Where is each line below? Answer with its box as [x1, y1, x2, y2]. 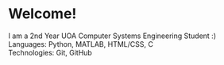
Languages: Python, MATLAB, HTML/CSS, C [8, 39, 153, 48]
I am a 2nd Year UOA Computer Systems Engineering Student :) [8, 31, 217, 40]
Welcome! [8, 5, 77, 23]
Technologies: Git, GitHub [8, 48, 93, 57]
